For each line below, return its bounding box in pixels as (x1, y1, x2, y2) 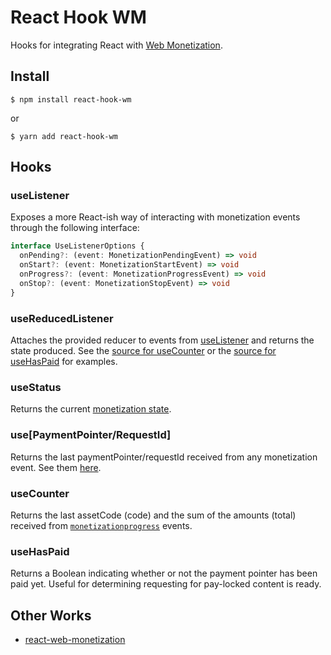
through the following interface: (10, 222, 140, 234)
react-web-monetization (24, 633, 126, 645)
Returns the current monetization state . (10, 403, 172, 415)
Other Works (10, 607, 92, 624)
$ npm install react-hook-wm (10, 94, 132, 105)
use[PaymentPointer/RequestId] (10, 428, 172, 442)
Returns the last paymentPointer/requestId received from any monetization (10, 451, 318, 463)
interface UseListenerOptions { (10, 241, 145, 251)
